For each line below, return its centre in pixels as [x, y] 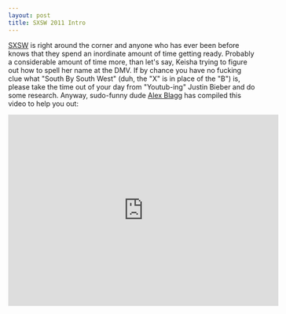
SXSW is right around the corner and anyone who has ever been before [124, 45]
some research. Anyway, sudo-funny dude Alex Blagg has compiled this [125, 95]
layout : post [29, 15]
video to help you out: [43, 104]
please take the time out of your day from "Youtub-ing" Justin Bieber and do [132, 86]
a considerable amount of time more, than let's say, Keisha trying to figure [128, 62]
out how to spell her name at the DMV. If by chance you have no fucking [125, 70]
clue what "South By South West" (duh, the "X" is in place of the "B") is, [125, 78]
